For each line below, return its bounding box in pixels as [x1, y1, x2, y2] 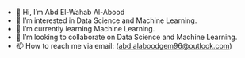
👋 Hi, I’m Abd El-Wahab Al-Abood [15, 8, 125, 16]
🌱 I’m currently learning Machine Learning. [15, 24, 155, 33]
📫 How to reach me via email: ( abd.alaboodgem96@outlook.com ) [15, 42, 232, 50]
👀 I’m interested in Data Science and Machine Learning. [15, 16, 197, 25]
